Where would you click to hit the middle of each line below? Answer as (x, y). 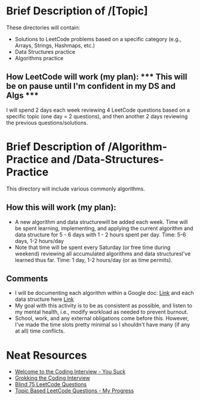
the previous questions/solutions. (47, 122)
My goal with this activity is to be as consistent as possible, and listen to (104, 306)
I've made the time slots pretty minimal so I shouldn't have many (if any (102, 325)
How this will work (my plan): (61, 207)
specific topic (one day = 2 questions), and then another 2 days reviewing (97, 116)
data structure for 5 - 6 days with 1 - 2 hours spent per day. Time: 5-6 (100, 235)
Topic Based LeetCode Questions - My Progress (74, 391)
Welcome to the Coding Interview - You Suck (70, 372)
